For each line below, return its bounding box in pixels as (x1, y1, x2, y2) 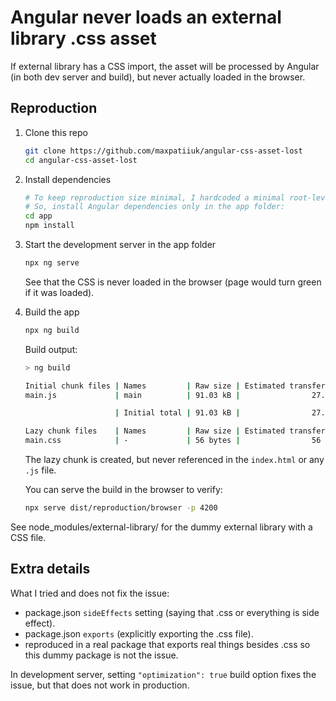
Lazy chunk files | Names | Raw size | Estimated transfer (24, 426, 326, 436)
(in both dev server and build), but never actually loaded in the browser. (10, 71, 306, 83)
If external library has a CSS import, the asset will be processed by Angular (10, 60, 320, 72)
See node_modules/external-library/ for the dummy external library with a (10, 521, 313, 533)
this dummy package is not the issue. (24, 649, 179, 661)
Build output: (24, 343, 78, 355)
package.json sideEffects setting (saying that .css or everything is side (24, 606, 320, 618)
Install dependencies (24, 173, 112, 185)
